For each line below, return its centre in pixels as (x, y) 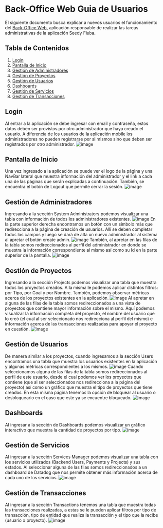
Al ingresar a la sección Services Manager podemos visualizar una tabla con (81, 457)
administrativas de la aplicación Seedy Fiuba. (50, 33)
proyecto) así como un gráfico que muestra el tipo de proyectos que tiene (79, 387)
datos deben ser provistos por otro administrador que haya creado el (74, 128)
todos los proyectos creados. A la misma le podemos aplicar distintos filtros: (81, 287)
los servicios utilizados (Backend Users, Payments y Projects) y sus (73, 462)
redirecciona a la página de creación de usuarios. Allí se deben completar (79, 229)
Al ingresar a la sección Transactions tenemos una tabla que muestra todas (81, 505)
